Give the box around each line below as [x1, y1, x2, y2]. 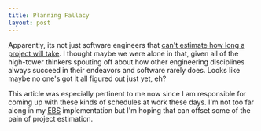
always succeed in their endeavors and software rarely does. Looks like [8, 65, 241, 75]
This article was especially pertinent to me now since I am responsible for [8, 89, 247, 98]
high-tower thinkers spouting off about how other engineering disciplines [8, 56, 245, 67]
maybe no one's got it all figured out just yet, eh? [8, 74, 167, 83]
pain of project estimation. [8, 114, 94, 123]
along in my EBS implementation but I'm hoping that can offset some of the [8, 105, 252, 115]
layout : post [8, 19, 51, 27]
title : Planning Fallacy [8, 11, 90, 20]
